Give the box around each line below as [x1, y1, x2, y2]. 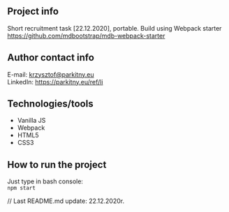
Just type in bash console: [7, 177, 84, 185]
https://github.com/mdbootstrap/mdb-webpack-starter [7, 31, 165, 40]
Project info [7, 6, 59, 17]
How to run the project [7, 158, 107, 170]
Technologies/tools [7, 98, 94, 110]
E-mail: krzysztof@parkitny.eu [7, 70, 94, 79]
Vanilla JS [17, 116, 46, 125]
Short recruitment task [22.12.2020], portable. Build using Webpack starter [7, 24, 222, 32]
